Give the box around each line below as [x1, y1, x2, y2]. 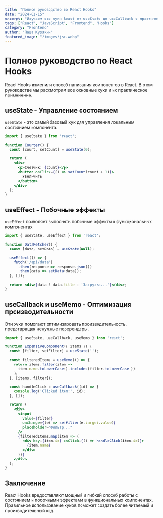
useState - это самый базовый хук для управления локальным [5, 119, 135, 125]
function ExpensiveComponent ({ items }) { [5, 344, 92, 349]
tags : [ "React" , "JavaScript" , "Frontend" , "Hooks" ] [5, 20, 114, 26]
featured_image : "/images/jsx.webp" [5, 35, 79, 39]
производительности [5, 308, 74, 316]
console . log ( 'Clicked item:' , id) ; [14, 389, 86, 394]
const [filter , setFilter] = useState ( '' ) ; [9, 349, 98, 354]
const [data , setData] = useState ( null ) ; [9, 247, 95, 251]
